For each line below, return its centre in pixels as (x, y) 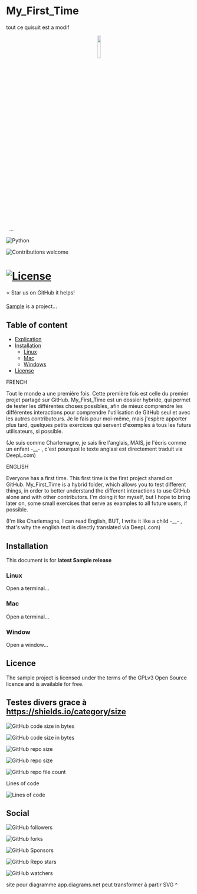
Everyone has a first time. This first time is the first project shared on (89, 478)
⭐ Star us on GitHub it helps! (41, 293)
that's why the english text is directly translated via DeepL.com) (83, 527)
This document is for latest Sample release (59, 560)
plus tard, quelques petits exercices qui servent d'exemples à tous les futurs (99, 425)
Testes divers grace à (47, 703)
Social (18, 813)
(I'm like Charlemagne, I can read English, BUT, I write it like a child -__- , (94, 521)
